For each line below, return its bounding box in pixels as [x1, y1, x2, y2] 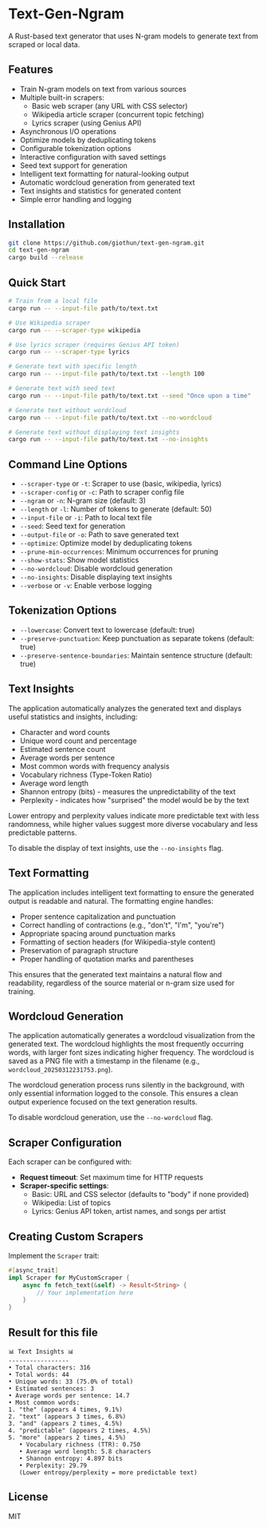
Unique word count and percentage [19, 736, 137, 746]
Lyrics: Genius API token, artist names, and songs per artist [31, 1207, 226, 1216]
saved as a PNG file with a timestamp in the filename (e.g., [8, 1056, 200, 1066]
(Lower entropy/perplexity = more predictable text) [18, 1469, 198, 1477]
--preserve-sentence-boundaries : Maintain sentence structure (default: [19, 650, 253, 660]
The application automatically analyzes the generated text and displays [8, 703, 241, 713]
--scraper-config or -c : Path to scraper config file [19, 487, 185, 497]
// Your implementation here [37, 1288, 134, 1297]
